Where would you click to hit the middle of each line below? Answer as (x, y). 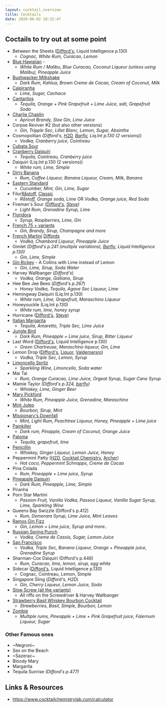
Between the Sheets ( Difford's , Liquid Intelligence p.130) (70, 51)
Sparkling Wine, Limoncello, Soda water (61, 368)
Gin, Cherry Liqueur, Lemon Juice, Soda (61, 585)
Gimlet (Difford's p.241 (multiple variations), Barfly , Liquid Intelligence (83, 247)
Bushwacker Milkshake (36, 78)
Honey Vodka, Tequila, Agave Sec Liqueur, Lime (69, 289)
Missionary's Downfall (35, 416)
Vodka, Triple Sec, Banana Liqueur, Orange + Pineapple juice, (83, 548)
